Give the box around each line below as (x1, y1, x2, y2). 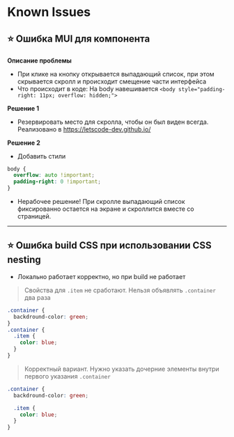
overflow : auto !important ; (13, 172, 95, 179)
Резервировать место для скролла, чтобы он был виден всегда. (17, 118, 209, 126)
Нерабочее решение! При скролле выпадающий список (17, 198, 186, 206)
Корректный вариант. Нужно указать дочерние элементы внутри (24, 365, 219, 373)
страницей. (17, 212, 52, 221)
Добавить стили (17, 152, 66, 160)
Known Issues (7, 4, 91, 20)
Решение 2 (7, 138, 40, 147)
